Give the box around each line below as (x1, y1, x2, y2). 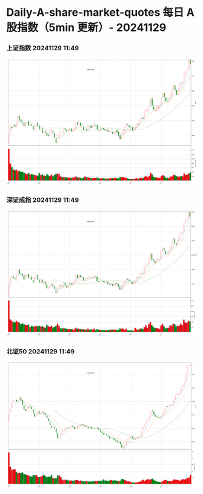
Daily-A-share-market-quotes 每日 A (6, 5, 195, 19)
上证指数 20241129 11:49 (6, 44, 79, 52)
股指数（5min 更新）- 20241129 (6, 21, 167, 35)
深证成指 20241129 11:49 (6, 195, 79, 204)
